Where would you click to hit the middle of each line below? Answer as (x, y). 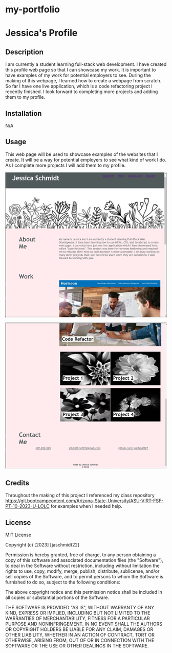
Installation (24, 113)
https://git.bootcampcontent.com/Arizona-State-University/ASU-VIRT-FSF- (84, 501)
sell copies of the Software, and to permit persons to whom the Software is (84, 577)
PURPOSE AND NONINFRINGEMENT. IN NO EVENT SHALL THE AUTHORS (84, 624)
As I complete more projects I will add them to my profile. (66, 165)
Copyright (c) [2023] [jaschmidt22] (42, 545)
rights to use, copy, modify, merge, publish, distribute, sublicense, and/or (82, 571)
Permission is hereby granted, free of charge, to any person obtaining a (81, 555)
